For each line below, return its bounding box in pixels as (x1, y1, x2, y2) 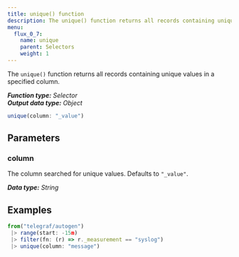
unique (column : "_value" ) (7, 112, 84, 120)
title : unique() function (7, 10, 84, 18)
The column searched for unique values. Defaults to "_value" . (7, 169, 188, 178)
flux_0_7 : (14, 30, 43, 38)
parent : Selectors (20, 43, 75, 51)
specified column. (7, 77, 60, 85)
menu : (7, 23, 23, 31)
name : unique (20, 37, 59, 44)
